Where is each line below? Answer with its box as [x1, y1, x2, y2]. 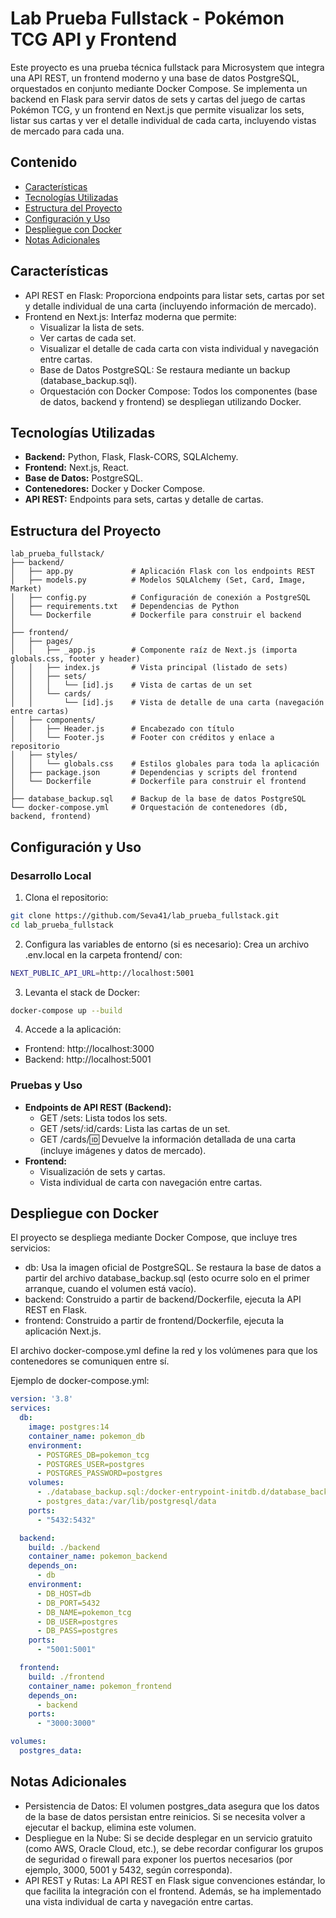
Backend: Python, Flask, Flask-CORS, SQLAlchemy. [24, 451, 239, 463]
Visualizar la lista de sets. [39, 321, 145, 333]
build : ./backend [28, 1542, 101, 1552]
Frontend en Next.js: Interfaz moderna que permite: [24, 310, 237, 322]
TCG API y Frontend [10, 28, 178, 51]
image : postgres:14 [28, 1422, 110, 1432]
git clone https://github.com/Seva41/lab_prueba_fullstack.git [10, 910, 280, 921]
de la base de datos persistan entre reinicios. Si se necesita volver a [24, 1810, 306, 1822]
